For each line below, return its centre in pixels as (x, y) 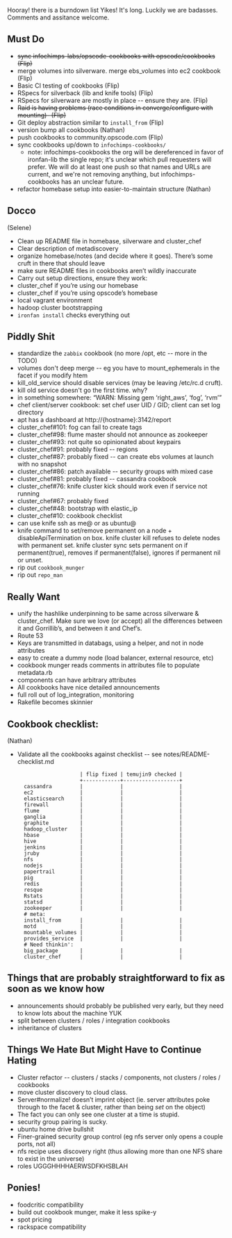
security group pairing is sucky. (62, 1121)
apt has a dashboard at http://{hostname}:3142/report (94, 420)
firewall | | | (103, 805)
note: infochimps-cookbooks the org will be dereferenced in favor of (125, 152)
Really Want (34, 597)
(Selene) (19, 227)
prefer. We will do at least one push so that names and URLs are (119, 167)
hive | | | (103, 841)
